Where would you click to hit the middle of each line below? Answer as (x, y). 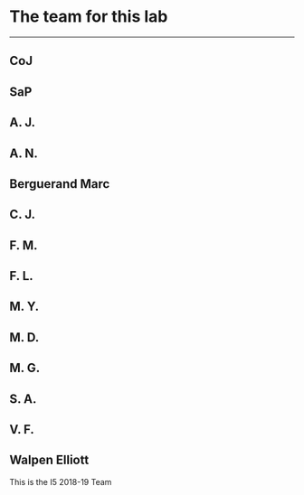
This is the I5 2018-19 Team (61, 481)
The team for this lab (89, 17)
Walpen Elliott (49, 460)
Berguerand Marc (60, 184)
